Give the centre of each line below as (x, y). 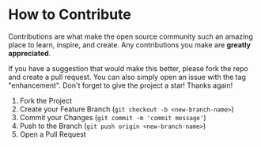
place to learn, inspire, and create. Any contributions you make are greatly (130, 44)
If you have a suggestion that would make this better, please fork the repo (128, 68)
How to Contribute (70, 15)
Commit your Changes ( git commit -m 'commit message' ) (113, 117)
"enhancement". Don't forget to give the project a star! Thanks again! (121, 85)
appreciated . (30, 53)
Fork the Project (46, 100)
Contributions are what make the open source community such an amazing (130, 36)
